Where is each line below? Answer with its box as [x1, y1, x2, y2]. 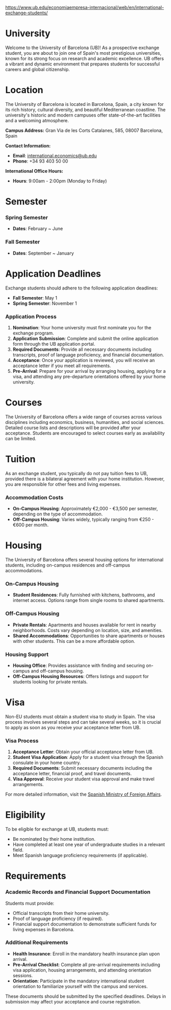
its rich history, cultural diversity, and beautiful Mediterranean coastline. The [5, 106, 166, 113]
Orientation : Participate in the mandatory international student [12, 978, 144, 984]
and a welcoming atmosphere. [5, 117, 69, 123]
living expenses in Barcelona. [12, 926, 75, 932]
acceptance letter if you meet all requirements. [12, 363, 111, 369]
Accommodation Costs [5, 493, 64, 501]
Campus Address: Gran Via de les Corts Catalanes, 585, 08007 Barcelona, [5, 127, 163, 133]
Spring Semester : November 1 [12, 300, 78, 306]
